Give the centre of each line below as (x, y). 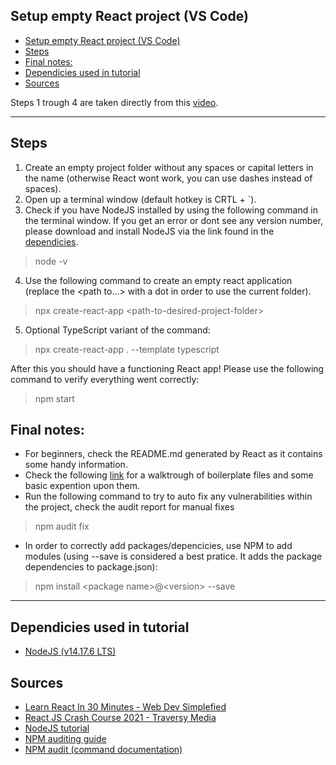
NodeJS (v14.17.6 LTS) (70, 651)
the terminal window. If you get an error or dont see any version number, (174, 220)
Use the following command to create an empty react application (158, 280)
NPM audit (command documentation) (103, 750)
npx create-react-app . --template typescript (127, 349)
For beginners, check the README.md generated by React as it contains (173, 454)
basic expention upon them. (82, 486)
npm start (54, 398)
